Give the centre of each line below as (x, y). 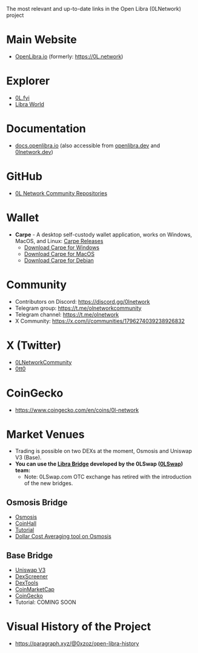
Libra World (29, 104)
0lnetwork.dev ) (34, 152)
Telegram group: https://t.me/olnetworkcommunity (78, 308)
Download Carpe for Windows (62, 247)
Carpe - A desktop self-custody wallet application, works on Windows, (104, 234)
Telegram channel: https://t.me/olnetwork (67, 314)
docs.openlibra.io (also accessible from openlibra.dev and (87, 146)
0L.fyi (22, 98)
